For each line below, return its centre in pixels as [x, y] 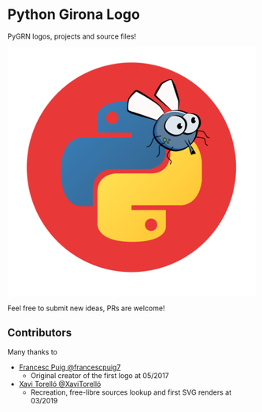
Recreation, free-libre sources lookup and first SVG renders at [131, 392]
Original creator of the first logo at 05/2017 [100, 375]
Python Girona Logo [74, 15]
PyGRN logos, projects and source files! [72, 36]
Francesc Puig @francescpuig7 [70, 367]
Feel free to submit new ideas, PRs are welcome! [86, 308]
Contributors [40, 333]
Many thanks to [33, 351]
